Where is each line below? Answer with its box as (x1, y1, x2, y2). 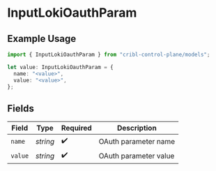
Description (117, 124, 157, 133)
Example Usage (7, 33, 77, 45)
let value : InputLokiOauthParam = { (7, 64, 114, 70)
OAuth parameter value (98, 151, 175, 161)
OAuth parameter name (98, 136, 176, 146)
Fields (7, 103, 35, 114)
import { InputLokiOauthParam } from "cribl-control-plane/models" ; (7, 51, 210, 58)
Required (61, 124, 92, 133)
